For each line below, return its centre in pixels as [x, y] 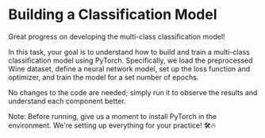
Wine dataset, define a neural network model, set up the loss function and [129, 68]
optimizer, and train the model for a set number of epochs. [104, 77]
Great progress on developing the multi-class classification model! [117, 36]
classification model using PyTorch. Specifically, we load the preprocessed [131, 60]
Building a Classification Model [113, 15]
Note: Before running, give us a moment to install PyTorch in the [113, 116]
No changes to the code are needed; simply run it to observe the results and [133, 92]
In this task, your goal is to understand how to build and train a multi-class [129, 52]
